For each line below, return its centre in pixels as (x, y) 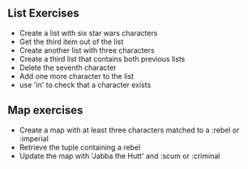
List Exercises (44, 13)
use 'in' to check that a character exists (85, 84)
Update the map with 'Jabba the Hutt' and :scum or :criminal (120, 156)
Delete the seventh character (68, 67)
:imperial (34, 138)
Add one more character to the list (77, 76)
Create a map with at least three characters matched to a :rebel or (129, 130)
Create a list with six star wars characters (88, 32)
